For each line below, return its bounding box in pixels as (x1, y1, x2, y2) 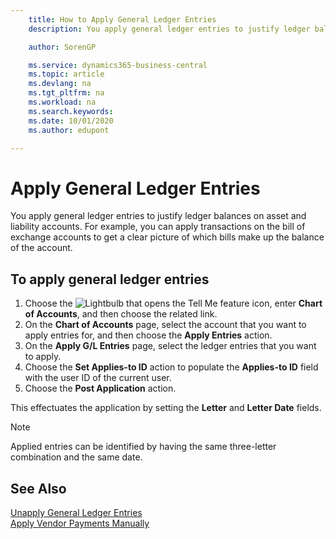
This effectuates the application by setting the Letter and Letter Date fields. (10, 402, 322, 414)
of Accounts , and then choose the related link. (24, 308, 218, 320)
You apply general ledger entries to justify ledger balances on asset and (10, 210, 307, 222)
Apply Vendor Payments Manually (10, 517, 150, 529)
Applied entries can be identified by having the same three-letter (10, 441, 277, 453)
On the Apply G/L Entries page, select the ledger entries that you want (24, 340, 317, 352)
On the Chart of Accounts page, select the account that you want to (24, 319, 307, 331)
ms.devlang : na (28, 79, 92, 89)
